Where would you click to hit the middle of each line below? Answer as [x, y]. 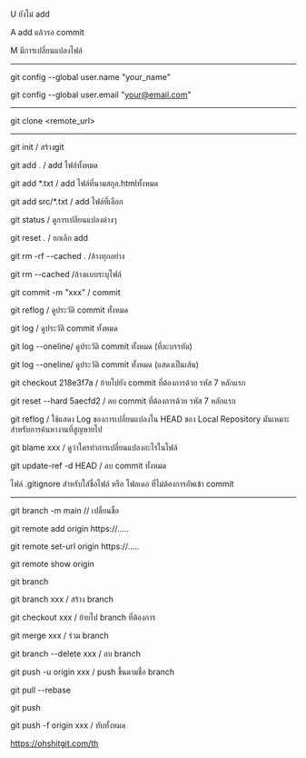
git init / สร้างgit [37, 147]
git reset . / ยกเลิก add [49, 238]
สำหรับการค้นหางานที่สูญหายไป [56, 429]
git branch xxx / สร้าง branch [62, 599]
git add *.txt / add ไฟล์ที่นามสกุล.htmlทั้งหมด [84, 183]
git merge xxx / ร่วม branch [60, 635]
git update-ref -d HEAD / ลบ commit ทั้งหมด [89, 465]
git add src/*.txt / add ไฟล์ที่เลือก [67, 201]
